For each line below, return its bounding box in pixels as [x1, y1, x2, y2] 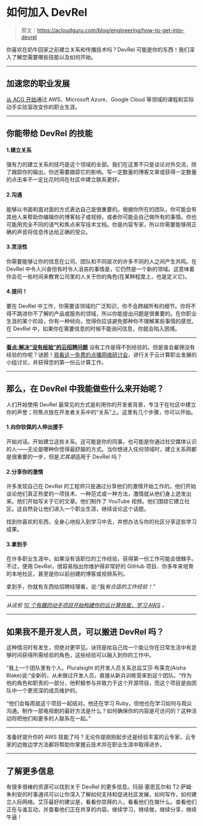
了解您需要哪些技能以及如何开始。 [11, 53, 97, 60]
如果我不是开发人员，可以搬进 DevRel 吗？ [6, 627, 164, 637]
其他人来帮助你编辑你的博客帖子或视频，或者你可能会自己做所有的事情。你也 [6, 213, 197, 221]
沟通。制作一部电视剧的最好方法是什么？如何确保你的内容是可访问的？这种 [6, 708, 192, 715]
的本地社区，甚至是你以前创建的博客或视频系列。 [6, 570, 128, 578]
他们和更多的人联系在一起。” [22, 715, 91, 722]
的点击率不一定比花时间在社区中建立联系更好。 [6, 176, 123, 183]
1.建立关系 [6, 146, 32, 153]
